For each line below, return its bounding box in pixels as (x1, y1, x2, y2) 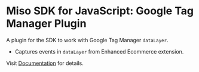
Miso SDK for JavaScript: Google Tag (6, 4, 194, 18)
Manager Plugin (6, 17, 87, 30)
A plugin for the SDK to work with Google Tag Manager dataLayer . (6, 36, 169, 43)
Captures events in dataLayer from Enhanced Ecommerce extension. (14, 48, 184, 55)
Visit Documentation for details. (6, 60, 84, 67)
